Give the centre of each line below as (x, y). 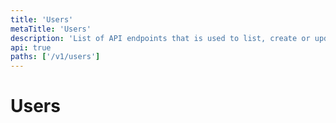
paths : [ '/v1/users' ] (55, 57)
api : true (31, 47)
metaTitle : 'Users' (51, 29)
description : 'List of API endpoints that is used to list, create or (160, 38)
